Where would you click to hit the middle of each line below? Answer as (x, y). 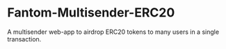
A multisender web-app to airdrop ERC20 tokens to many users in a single (113, 32)
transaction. (24, 39)
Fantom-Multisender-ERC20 (91, 13)
